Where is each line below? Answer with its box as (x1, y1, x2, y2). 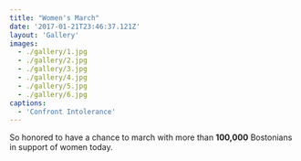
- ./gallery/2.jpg (17, 56, 88, 65)
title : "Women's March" (9, 13, 100, 23)
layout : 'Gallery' (9, 30, 79, 39)
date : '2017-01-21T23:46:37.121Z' (9, 22, 141, 31)
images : (9, 38, 39, 48)
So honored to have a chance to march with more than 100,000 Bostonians (9, 132, 293, 143)
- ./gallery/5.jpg (17, 81, 88, 91)
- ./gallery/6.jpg (17, 90, 88, 99)
